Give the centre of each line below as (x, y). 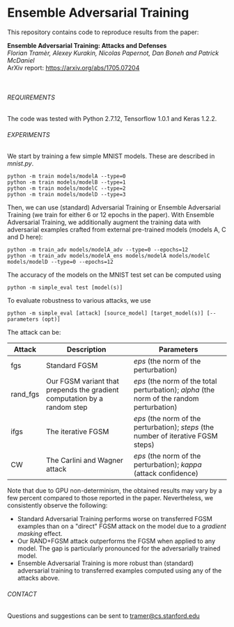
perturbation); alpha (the (174, 390)
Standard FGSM (72, 365)
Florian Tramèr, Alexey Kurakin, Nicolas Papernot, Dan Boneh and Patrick (113, 53)
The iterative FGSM (78, 431)
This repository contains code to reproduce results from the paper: (103, 32)
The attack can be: (34, 333)
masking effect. (40, 534)
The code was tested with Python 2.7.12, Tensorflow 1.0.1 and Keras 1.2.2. (112, 119)
